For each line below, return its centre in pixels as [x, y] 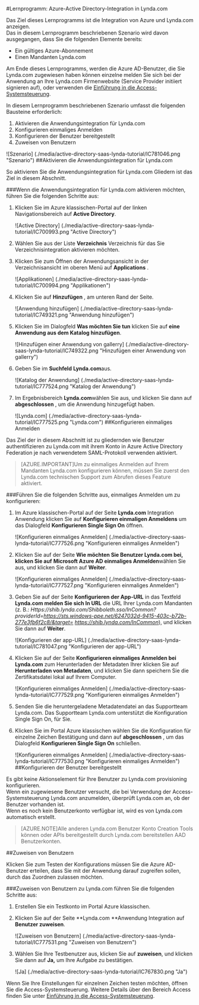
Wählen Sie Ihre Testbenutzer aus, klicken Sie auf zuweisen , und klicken [104, 954]
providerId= [29, 616]
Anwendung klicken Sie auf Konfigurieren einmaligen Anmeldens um [101, 519]
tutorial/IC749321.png [41, 315]
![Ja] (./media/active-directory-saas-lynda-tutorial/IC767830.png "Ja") [101, 972]
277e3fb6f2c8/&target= [44, 622]
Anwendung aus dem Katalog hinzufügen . [68, 333]
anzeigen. [18, 27]
